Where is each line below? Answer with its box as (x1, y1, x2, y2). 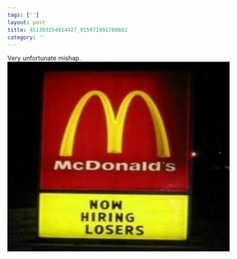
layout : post (7, 18, 46, 26)
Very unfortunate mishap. (7, 54, 81, 63)
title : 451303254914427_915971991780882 (7, 26, 128, 33)
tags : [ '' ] (7, 11, 39, 18)
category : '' (7, 34, 46, 41)
